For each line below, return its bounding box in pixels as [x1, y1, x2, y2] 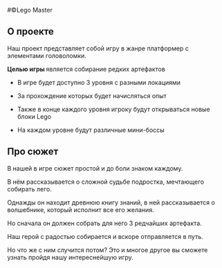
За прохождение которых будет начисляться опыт [17, 91, 167, 99]
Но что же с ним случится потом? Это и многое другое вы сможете [7, 245, 208, 254]
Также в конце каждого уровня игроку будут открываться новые [17, 105, 210, 113]
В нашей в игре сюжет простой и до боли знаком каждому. [7, 164, 183, 172]
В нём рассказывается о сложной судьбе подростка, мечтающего [7, 178, 205, 186]
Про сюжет [7, 146, 59, 157]
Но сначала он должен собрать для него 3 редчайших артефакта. [7, 219, 202, 227]
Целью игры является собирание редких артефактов [7, 65, 166, 73]
